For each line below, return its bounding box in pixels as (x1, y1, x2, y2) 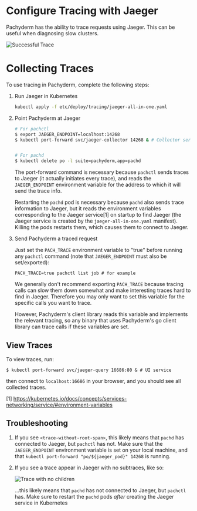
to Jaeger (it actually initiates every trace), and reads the (14, 175, 152, 182)
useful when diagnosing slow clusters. (6, 29, 99, 36)
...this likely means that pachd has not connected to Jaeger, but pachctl (14, 486, 186, 494)
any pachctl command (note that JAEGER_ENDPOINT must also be (14, 253, 167, 260)
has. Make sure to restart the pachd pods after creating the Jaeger (14, 493, 174, 500)
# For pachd (14, 153, 44, 159)
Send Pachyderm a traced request (14, 235, 98, 242)
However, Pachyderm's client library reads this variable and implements (14, 311, 188, 318)
